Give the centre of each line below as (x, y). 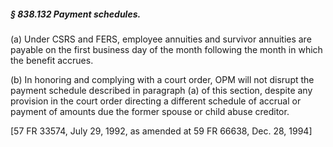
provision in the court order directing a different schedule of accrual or (156, 101)
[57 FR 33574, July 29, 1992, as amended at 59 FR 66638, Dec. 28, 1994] (161, 131)
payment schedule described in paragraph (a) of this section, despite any (161, 90)
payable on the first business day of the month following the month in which (166, 49)
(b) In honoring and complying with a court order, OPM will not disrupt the (162, 79)
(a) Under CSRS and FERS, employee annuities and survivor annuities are (161, 39)
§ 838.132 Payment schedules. (76, 14)
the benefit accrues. (52, 60)
